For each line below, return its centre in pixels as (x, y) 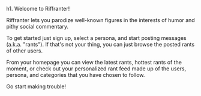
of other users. (25, 51)
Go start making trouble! (36, 86)
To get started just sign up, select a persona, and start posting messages (97, 38)
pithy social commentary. (37, 27)
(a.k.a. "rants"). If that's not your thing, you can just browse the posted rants (100, 44)
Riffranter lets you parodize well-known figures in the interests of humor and (100, 20)
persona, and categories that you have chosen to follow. (76, 75)
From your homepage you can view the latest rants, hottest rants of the (94, 62)
